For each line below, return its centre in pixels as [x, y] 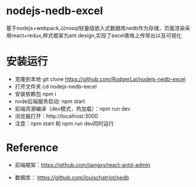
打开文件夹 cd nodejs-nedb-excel [56, 86]
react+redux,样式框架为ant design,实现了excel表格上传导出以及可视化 [97, 35]
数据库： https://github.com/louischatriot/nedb [72, 177]
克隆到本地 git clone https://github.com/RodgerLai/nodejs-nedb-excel [100, 79]
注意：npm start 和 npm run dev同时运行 [64, 123]
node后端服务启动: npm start [50, 101]
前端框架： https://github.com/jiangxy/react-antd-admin [82, 165]
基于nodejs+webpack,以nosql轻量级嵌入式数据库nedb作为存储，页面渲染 [96, 28]
